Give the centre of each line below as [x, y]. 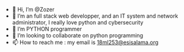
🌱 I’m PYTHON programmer [47, 29]
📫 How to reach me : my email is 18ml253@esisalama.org [85, 42]
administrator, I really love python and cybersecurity [78, 22]
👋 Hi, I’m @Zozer [33, 9]
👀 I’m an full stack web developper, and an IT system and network [95, 16]
